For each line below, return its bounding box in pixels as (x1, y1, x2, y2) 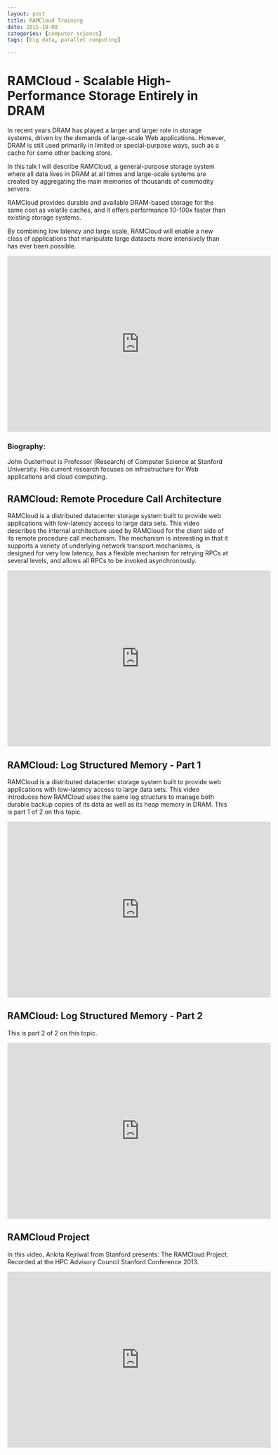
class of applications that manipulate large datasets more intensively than (7, 234, 220, 243)
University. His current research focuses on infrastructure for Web (7, 465, 199, 474)
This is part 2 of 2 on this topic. (7, 1028, 98, 1037)
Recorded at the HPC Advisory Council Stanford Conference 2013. (7, 1257, 199, 1266)
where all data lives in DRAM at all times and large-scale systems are (7, 170, 206, 178)
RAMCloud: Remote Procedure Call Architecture (7, 493, 223, 505)
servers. (7, 184, 32, 194)
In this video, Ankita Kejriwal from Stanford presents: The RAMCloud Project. (7, 1250, 229, 1259)
